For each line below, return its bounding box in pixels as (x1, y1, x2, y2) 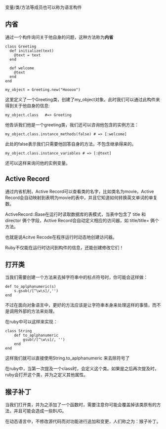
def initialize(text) (9, 48, 54, 53)
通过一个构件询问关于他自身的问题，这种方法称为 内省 (5, 34, 114, 40)
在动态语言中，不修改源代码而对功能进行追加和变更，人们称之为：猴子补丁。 (5, 419, 161, 425)
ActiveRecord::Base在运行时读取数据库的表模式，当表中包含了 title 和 (5, 211, 146, 217)
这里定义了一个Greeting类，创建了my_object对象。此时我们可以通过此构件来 (5, 96, 160, 102)
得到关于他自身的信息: (5, 103, 50, 109)
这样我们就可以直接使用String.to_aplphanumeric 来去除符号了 (5, 355, 130, 361)
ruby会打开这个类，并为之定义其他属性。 (5, 372, 88, 378)
